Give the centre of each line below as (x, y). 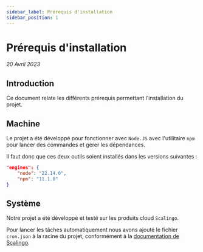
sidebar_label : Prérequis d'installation (60, 12)
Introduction (30, 83)
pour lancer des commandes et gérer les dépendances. (76, 145)
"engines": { (23, 168)
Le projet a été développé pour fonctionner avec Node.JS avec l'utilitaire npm (101, 138)
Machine (23, 124)
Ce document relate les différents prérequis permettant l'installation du (95, 98)
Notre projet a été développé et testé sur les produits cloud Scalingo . (93, 218)
